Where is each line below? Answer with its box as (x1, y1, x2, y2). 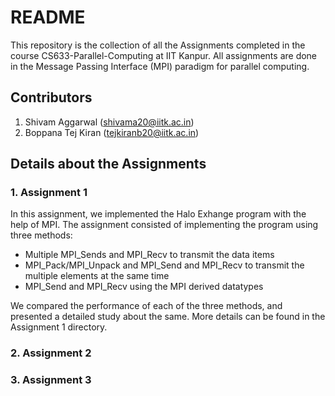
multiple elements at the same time (24, 270, 170, 282)
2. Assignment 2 (10, 346, 92, 360)
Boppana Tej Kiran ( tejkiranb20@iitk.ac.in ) (24, 126, 200, 138)
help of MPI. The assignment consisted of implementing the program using (10, 219, 319, 231)
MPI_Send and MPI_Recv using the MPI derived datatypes (24, 281, 264, 293)
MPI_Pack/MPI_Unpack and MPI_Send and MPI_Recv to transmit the (24, 259, 305, 271)
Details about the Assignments (10, 156, 207, 173)
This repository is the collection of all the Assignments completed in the (10, 39, 306, 51)
